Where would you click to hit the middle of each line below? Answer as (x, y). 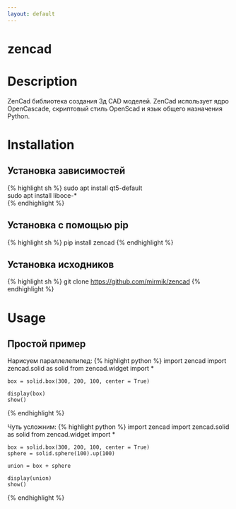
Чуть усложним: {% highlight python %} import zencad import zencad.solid (118, 427)
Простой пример (47, 343)
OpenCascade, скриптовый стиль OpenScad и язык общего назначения (115, 108)
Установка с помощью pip (68, 225)
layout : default (31, 14)
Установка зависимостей (66, 171)
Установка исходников (61, 264)
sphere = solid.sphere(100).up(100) (61, 454)
